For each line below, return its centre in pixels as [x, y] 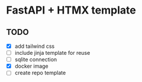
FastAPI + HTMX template [71, 10]
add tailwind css [35, 46]
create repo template [40, 73]
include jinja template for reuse [52, 53]
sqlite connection [36, 60]
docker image [31, 66]
